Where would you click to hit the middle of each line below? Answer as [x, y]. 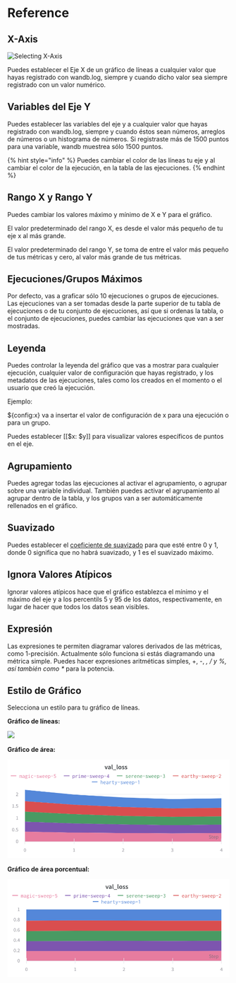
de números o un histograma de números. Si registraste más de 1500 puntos [118, 139]
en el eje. [20, 444]
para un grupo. [29, 423]
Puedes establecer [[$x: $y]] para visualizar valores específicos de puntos [116, 437]
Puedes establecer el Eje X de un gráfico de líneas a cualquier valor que [112, 70]
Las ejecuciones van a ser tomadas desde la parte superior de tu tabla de [114, 304]
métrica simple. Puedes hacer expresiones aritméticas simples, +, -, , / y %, [117, 661]
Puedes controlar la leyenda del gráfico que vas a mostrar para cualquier [113, 365]
